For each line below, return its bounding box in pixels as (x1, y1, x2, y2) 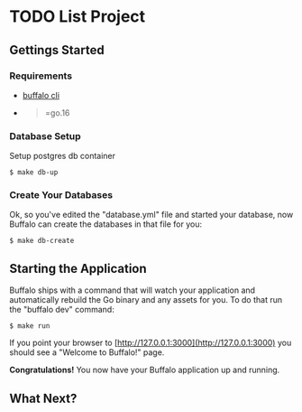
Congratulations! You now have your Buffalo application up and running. (9, 364, 280, 376)
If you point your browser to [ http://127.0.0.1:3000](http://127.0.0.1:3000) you (9, 337, 292, 349)
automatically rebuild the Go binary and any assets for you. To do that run (9, 295, 282, 305)
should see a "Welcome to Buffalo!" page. (9, 347, 165, 358)
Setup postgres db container (9, 151, 115, 162)
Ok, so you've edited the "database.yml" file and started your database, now (9, 210, 294, 220)
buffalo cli (22, 89, 60, 100)
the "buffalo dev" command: (9, 304, 114, 315)
